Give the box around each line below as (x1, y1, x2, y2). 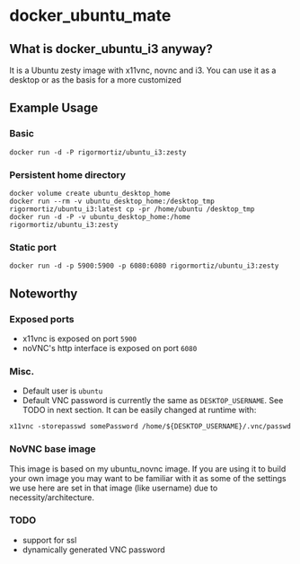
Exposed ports (9, 313, 75, 325)
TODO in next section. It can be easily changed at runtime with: (22, 405, 257, 416)
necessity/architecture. (9, 491, 94, 503)
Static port (9, 241, 57, 253)
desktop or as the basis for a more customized (9, 75, 181, 85)
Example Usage (9, 101, 99, 116)
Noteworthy (9, 286, 78, 301)
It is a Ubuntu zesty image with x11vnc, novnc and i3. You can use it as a (9, 65, 277, 75)
